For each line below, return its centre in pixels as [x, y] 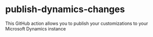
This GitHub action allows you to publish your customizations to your [76, 23]
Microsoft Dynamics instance [36, 28]
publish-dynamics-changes [65, 9]
